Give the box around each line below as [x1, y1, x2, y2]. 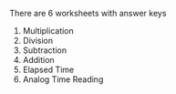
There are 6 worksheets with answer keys [9, 8, 167, 18]
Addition [22, 55, 55, 65]
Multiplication [22, 26, 75, 36]
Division [22, 36, 53, 46]
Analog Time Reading [22, 74, 104, 85]
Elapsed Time [22, 64, 75, 75]
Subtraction [22, 45, 67, 56]
